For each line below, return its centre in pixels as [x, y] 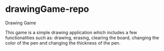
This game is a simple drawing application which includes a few [71, 32]
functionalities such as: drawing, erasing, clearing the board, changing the [82, 38]
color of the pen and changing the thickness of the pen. [63, 43]
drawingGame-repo [47, 9]
